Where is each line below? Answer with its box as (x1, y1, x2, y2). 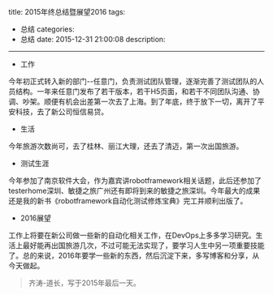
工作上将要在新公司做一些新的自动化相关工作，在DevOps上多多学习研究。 (8, 230, 256, 240)
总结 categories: (19, 24, 75, 34)
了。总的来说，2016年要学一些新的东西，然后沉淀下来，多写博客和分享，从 (8, 250, 260, 260)
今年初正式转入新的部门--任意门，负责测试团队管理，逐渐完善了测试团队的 (8, 76, 258, 86)
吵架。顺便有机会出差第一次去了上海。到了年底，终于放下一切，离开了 (22, 96, 258, 106)
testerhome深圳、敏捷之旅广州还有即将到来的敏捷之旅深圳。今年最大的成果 (8, 186, 261, 195)
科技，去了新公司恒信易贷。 (15, 107, 108, 116)
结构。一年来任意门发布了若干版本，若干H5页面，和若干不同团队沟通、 (15, 87, 253, 96)
